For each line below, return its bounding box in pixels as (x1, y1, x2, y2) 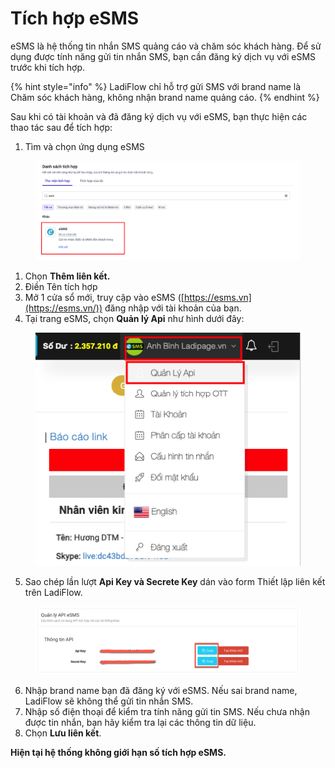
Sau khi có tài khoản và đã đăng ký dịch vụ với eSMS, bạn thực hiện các (10, 110, 308, 122)
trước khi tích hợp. (10, 61, 86, 73)
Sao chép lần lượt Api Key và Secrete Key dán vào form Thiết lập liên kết (24, 575, 326, 587)
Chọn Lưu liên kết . (24, 727, 102, 739)
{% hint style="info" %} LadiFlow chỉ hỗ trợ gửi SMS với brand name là (10, 80, 302, 92)
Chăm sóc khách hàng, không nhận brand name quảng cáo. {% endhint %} (10, 91, 320, 103)
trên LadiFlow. (24, 586, 83, 598)
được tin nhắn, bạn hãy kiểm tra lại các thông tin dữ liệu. (24, 716, 257, 728)
